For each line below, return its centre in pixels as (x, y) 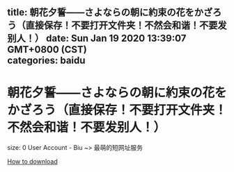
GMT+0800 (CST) (47, 50)
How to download (32, 162)
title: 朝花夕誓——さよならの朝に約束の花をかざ (110, 12)
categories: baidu (46, 61)
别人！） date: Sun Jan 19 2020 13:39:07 (97, 38)
